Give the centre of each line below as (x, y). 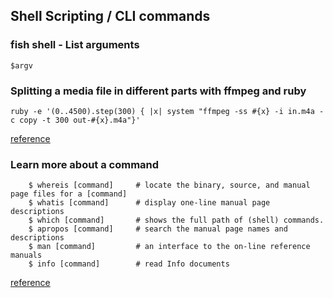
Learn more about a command (85, 164)
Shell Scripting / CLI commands (110, 16)
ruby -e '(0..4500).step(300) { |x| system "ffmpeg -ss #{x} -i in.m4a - (167, 111)
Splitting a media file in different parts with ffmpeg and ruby (158, 91)
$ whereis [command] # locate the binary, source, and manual (169, 185)
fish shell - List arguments (75, 45)
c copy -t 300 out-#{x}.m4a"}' (75, 120)
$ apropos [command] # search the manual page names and (158, 229)
